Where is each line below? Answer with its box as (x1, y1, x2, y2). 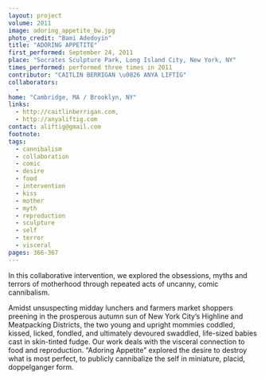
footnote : (8, 130, 41, 138)
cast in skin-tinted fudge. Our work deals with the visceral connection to (8, 336, 245, 347)
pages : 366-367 (8, 249, 59, 257)
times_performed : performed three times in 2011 (8, 64, 173, 72)
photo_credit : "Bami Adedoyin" (8, 33, 112, 42)
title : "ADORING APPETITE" (8, 41, 98, 49)
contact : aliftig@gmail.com (8, 123, 102, 131)
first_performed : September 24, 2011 (8, 49, 134, 57)
